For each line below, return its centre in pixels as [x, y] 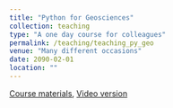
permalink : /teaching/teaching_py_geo [82, 43]
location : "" [34, 68]
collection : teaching [50, 26]
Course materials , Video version [69, 93]
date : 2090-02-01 [42, 59]
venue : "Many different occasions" [76, 51]
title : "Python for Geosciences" [72, 18]
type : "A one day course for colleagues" [88, 34]
